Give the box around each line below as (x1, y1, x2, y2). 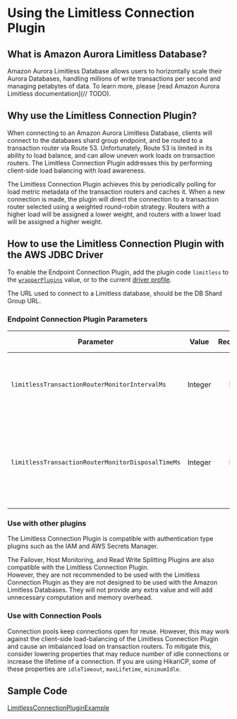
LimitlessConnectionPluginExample (7, 703, 109, 712)
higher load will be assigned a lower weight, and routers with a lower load (7, 210, 221, 218)
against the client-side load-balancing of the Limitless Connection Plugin (7, 634, 219, 643)
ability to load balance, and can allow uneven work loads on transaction (7, 151, 215, 160)
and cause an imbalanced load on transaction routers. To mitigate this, (7, 642, 212, 650)
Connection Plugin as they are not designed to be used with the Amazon (7, 578, 218, 587)
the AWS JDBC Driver (7, 249, 104, 261)
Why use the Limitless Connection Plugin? (7, 110, 197, 122)
